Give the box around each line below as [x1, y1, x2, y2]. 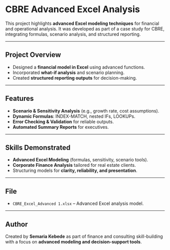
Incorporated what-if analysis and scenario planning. [12, 69, 125, 76]
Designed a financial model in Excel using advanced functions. [12, 64, 145, 70]
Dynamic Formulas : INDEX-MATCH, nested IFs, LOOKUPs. [12, 113, 136, 119]
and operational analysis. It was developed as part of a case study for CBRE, [5, 25, 165, 31]
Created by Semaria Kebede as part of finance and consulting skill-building [5, 233, 163, 239]
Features [5, 94, 34, 103]
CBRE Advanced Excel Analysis [5, 4, 140, 15]
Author [5, 220, 28, 229]
